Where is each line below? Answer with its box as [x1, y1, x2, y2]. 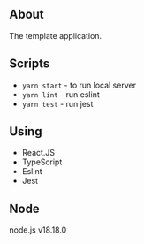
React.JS [21, 148, 56, 158]
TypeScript [21, 156, 63, 167]
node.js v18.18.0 [9, 225, 67, 235]
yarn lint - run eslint [21, 88, 100, 100]
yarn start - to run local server [21, 80, 137, 90]
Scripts [9, 57, 50, 72]
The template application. [9, 30, 102, 41]
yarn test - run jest [21, 98, 94, 109]
